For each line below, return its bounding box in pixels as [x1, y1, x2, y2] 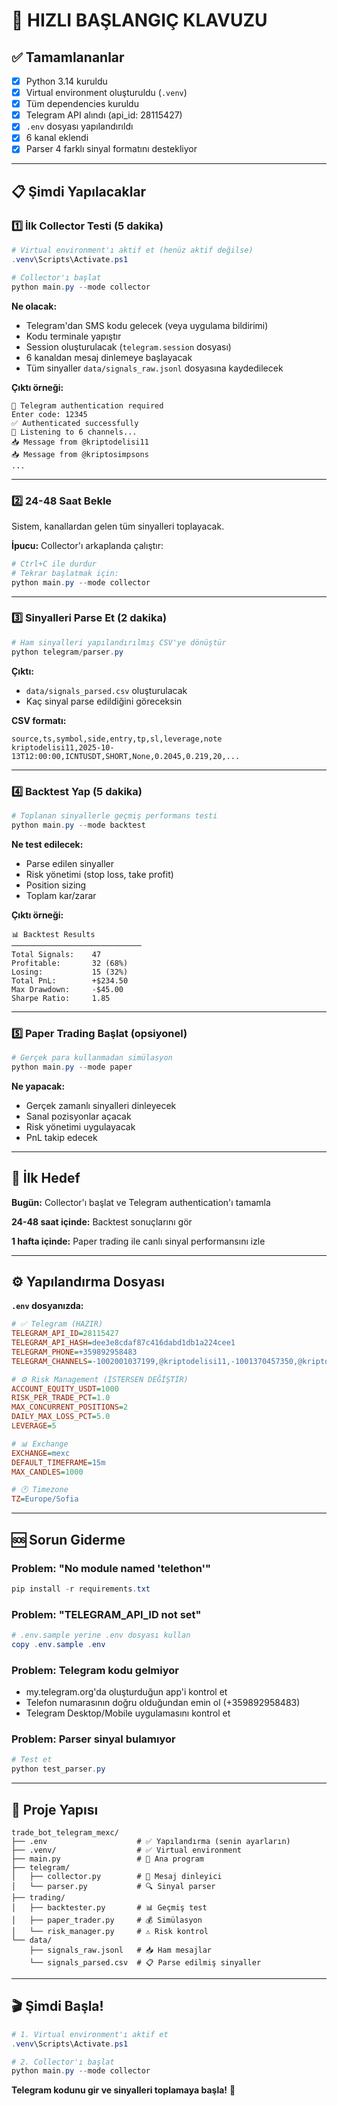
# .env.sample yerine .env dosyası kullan [11, 1630, 191, 1641]
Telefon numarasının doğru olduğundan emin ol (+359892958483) [25, 1697, 301, 1709]
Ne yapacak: [11, 1080, 66, 1092]
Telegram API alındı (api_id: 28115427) [25, 109, 183, 121]
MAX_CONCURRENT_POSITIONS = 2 [11, 1402, 129, 1413]
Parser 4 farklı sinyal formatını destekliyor [25, 143, 198, 155]
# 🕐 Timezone [11, 1485, 69, 1495]
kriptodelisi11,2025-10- [11, 742, 115, 753]
